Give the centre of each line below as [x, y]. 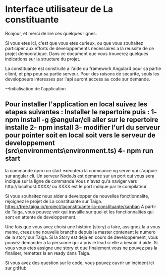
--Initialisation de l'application [35, 88]
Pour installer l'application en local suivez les [76, 104]
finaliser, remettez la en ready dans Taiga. [48, 253]
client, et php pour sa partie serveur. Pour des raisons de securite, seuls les [82, 73]
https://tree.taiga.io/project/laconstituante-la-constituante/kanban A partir [81, 207]
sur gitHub [16, 268]
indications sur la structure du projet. [43, 59]
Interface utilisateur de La [59, 9]
